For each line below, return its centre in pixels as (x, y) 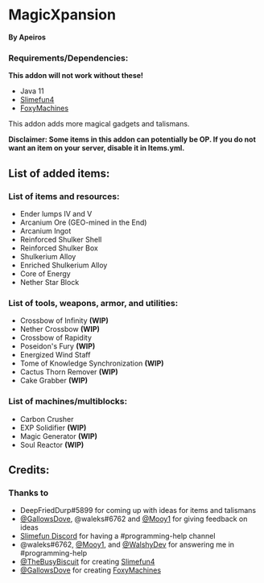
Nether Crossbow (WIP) (60, 329)
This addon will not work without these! (76, 76)
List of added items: (59, 174)
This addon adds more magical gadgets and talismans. (99, 124)
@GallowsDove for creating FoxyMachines (91, 570)
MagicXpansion (62, 15)
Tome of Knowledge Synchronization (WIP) (92, 363)
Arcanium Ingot (45, 230)
